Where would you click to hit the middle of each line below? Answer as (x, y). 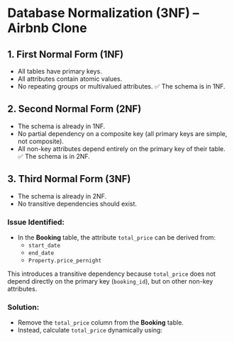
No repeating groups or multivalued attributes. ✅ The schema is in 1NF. (121, 86)
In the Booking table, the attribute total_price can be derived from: (117, 237)
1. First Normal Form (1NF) (66, 54)
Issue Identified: (36, 222)
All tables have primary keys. (60, 71)
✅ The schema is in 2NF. (54, 156)
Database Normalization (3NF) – (104, 13)
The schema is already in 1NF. (61, 126)
